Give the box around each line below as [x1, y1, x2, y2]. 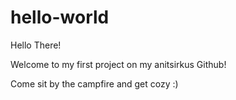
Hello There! [10, 39, 62, 51]
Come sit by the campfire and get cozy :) [10, 77, 179, 90]
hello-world [10, 6, 110, 29]
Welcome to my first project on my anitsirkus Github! [10, 58, 227, 70]
